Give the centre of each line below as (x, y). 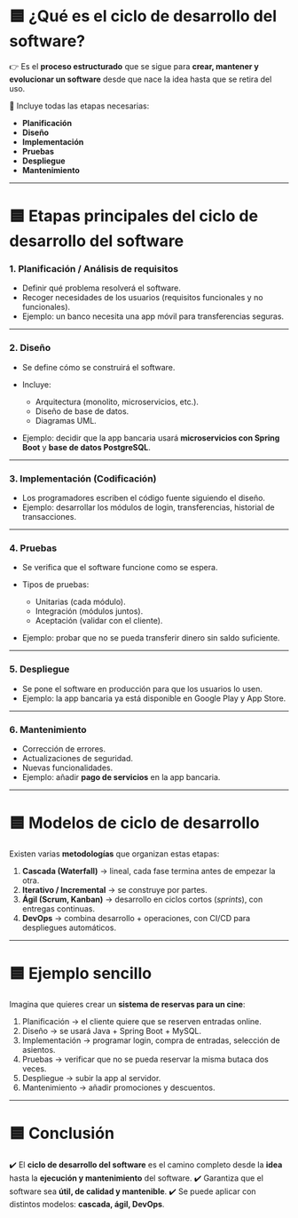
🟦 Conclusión (62, 1133)
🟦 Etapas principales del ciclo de (134, 216)
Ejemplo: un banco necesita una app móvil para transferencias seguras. (153, 316)
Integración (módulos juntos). (89, 611)
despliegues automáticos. (69, 927)
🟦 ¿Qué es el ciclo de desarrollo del (143, 16)
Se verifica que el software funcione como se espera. (120, 568)
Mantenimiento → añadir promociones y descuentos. (118, 1087)
